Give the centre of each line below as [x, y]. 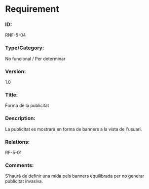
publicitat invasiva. [24, 181]
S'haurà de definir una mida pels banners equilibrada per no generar [75, 176]
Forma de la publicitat [27, 106]
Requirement [32, 9]
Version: [16, 71]
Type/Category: [25, 48]
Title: [12, 95]
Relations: [18, 142]
